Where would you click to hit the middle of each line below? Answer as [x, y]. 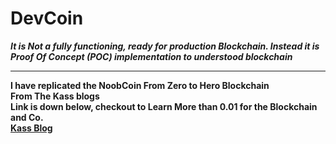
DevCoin [47, 18]
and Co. [27, 117]
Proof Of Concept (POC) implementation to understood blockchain [151, 56]
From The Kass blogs [55, 96]
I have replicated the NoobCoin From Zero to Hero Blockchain [140, 85]
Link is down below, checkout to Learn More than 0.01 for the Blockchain [164, 106]
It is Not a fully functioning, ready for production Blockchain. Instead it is [165, 46]
